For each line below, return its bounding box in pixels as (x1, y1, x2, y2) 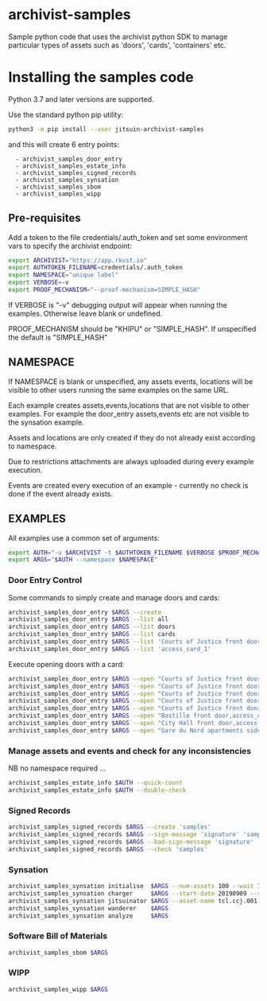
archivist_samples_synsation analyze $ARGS (8, 912, 169, 920)
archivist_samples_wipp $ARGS (8, 985, 109, 993)
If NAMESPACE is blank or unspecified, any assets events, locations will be (8, 376, 253, 386)
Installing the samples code (8, 68, 194, 87)
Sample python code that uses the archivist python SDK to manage (8, 32, 228, 41)
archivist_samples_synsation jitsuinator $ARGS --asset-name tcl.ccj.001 (8, 897, 258, 905)
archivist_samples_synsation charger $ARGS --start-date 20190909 (8, 889, 247, 898)
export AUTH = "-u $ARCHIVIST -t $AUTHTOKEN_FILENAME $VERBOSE (8, 549, 215, 557)
